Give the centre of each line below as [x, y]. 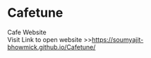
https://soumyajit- [117, 39]
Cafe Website [27, 32]
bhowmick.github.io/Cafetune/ [52, 47]
